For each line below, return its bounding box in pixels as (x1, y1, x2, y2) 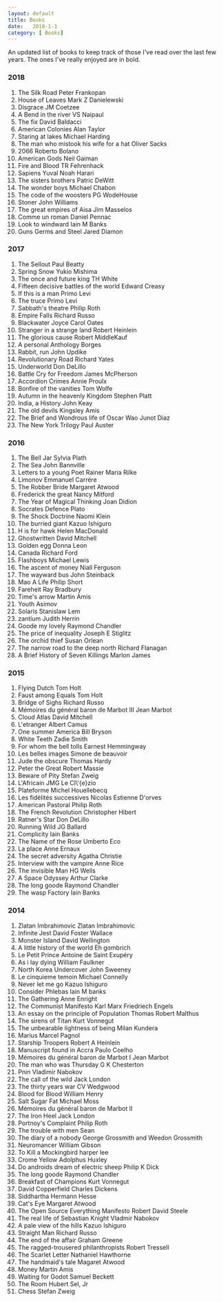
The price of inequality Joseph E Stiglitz (17, 629, 131, 637)
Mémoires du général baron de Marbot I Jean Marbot (17, 1053, 169, 1061)
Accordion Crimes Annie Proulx (17, 376, 107, 385)
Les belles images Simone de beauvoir (17, 749, 128, 758)
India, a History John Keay (17, 398, 93, 407)
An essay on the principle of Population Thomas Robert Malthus (17, 1009, 199, 1017)
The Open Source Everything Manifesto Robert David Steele (17, 1206, 189, 1215)
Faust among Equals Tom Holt (17, 691, 103, 699)
